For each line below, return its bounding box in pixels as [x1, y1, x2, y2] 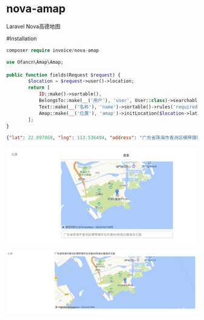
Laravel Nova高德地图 [6, 22, 61, 30]
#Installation [6, 35, 38, 42]
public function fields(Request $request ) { [6, 72, 121, 78]
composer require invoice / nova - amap [6, 47, 99, 53]
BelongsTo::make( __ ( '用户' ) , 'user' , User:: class [38, 98, 165, 104]
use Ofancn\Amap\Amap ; [6, 59, 64, 65]
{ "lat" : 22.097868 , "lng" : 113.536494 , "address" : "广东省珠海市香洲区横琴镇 [6, 135, 197, 141]
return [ [28, 84, 50, 91]
